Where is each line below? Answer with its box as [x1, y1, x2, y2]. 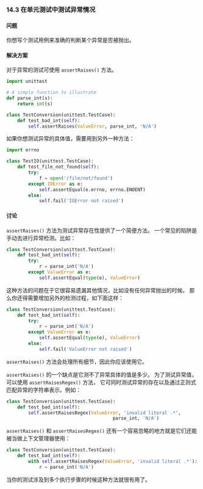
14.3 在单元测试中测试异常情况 [6, 5, 96, 13]
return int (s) [17, 101, 53, 107]
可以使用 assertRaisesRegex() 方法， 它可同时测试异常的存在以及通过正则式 [6, 379, 196, 386]
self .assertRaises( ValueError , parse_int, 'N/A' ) [28, 123, 157, 129]
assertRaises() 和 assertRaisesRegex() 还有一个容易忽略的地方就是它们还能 [6, 427, 198, 435]
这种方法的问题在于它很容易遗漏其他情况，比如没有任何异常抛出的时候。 [6, 286, 188, 294]
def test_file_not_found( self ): [17, 164, 99, 170]
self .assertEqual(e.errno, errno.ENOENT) [38, 186, 146, 193]
